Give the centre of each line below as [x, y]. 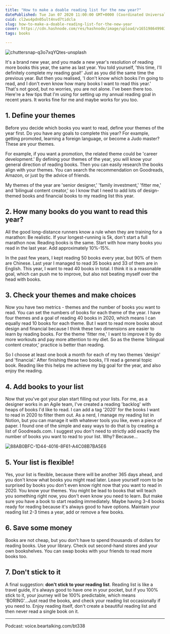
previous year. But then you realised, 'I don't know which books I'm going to [84, 78]
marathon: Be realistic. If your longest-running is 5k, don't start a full [76, 237]
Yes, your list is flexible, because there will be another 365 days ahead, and [84, 475]
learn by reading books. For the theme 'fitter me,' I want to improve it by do [83, 334]
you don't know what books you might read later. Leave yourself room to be [84, 480]
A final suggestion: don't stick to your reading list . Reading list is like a [79, 584]
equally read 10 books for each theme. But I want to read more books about [84, 323]
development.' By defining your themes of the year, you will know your [79, 159]
